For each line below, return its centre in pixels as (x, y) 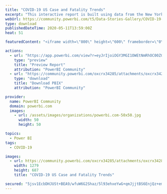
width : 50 (28, 120)
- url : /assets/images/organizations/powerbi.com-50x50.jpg (78, 115)
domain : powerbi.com (31, 106)
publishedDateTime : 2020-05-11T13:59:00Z (49, 28)
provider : (15, 97)
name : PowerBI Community (35, 101)
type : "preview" (31, 60)
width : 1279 (26, 166)
